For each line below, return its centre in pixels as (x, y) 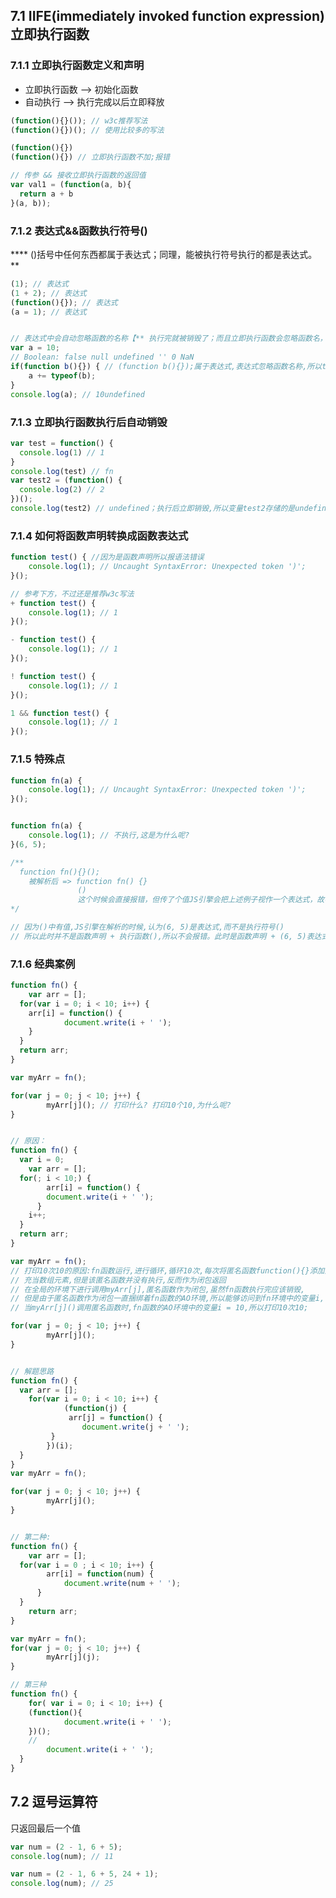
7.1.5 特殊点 (37, 759)
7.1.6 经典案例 (43, 964)
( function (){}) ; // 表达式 (64, 302)
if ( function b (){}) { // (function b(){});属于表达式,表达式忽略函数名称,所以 (166, 367)
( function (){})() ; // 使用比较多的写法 (87, 130)
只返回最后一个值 (45, 1828)
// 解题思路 (32, 1371)
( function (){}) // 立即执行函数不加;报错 (90, 157)
